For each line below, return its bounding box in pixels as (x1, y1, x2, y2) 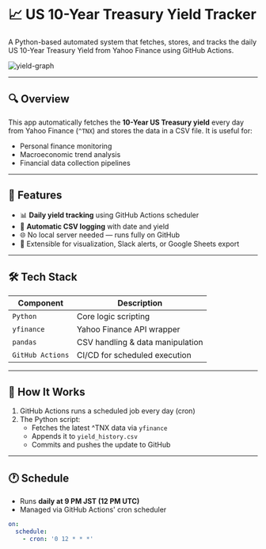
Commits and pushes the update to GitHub (31, 440, 171, 450)
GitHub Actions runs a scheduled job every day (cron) (19, 406, 196, 416)
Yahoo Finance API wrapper (76, 324, 180, 335)
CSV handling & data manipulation (76, 337, 203, 348)
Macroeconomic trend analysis (19, 149, 121, 159)
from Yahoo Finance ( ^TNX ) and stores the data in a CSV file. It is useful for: (8, 125, 253, 135)
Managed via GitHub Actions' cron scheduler (19, 505, 167, 514)
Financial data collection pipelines (19, 158, 131, 167)
